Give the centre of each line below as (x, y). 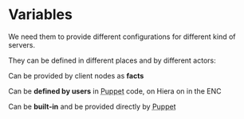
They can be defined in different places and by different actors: (112, 60)
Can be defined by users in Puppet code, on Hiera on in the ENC (115, 91)
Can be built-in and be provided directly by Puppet (92, 106)
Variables (41, 15)
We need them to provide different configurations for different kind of (122, 36)
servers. (22, 44)
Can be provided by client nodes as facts (76, 75)
